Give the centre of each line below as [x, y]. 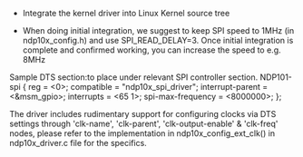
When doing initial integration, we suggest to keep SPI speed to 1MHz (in [158, 30]
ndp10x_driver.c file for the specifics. [78, 143]
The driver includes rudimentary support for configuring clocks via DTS [143, 114]
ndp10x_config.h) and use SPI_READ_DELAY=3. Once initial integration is [158, 40]
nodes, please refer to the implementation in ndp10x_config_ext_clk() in [142, 133]
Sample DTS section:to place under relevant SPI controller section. [134, 77]
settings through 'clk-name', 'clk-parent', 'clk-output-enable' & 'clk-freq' [144, 123]
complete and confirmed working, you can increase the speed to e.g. [151, 50]
